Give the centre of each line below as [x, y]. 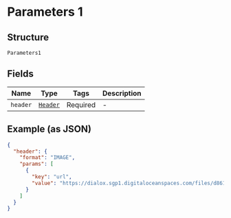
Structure [28, 37]
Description [122, 93]
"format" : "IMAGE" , [47, 158]
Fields [21, 74]
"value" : [44, 183]
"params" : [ [36, 164]
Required [81, 105]
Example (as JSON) [49, 129]
